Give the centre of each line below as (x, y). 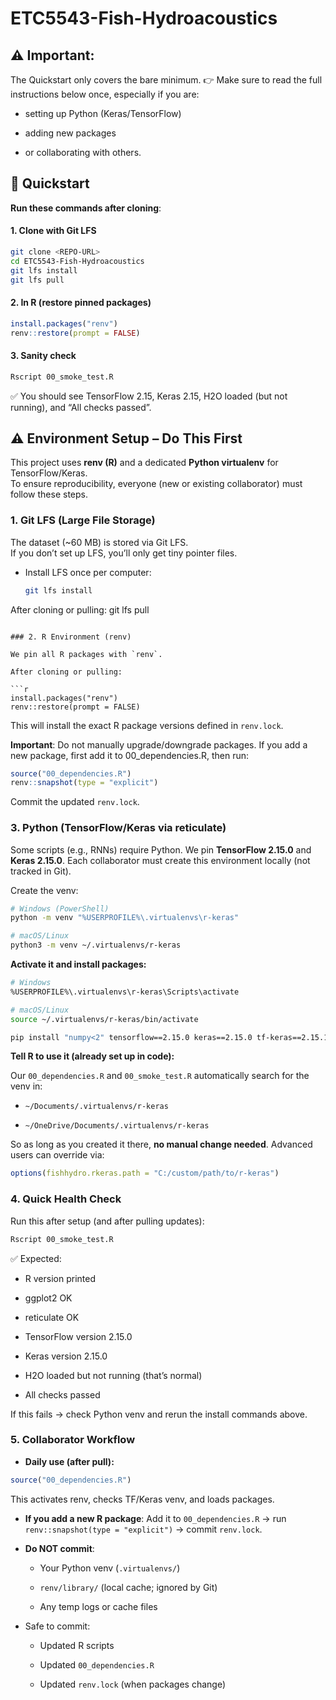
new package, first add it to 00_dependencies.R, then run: (129, 755)
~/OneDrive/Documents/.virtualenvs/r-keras (117, 1126)
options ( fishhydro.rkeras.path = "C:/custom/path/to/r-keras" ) (145, 1173)
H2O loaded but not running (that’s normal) (113, 1375)
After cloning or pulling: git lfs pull (80, 609)
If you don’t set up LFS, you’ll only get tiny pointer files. (124, 553)
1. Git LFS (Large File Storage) (83, 520)
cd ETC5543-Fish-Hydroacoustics (77, 261)
